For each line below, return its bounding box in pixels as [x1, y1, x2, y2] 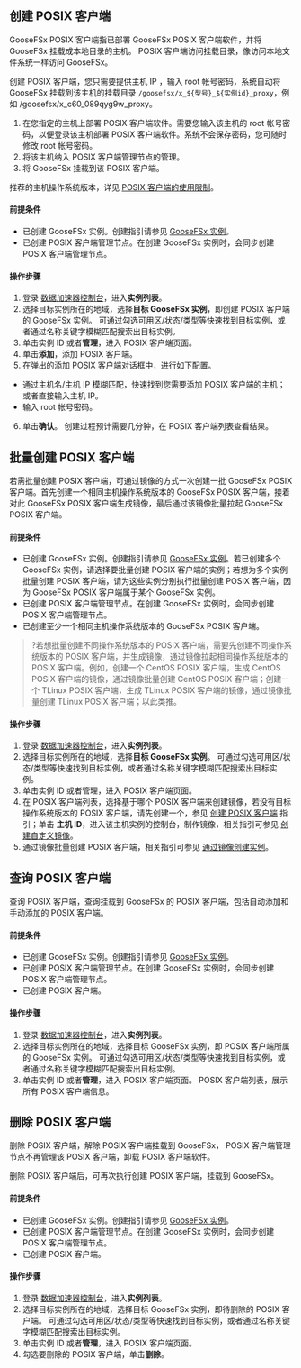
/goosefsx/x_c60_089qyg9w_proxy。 [19, 98, 157, 109]
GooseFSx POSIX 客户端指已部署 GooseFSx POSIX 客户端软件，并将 [9, 34, 262, 45]
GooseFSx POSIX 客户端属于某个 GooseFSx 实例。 [32, 587, 220, 597]
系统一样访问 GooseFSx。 [16, 57, 113, 68]
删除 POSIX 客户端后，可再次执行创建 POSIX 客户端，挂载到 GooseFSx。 [9, 1171, 279, 1181]
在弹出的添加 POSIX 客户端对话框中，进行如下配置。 [22, 360, 217, 371]
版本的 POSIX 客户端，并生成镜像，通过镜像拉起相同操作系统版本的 [39, 652, 288, 662]
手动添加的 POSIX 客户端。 [9, 907, 109, 918]
